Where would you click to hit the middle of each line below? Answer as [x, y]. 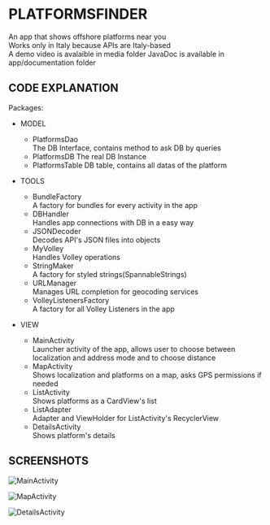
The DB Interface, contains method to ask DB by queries [126, 148]
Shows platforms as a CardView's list [94, 401]
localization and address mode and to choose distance [124, 358]
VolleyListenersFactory [71, 300]
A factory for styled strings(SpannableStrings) [109, 274]
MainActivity [53, 340]
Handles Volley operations [76, 257]
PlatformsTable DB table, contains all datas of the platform [130, 165]
